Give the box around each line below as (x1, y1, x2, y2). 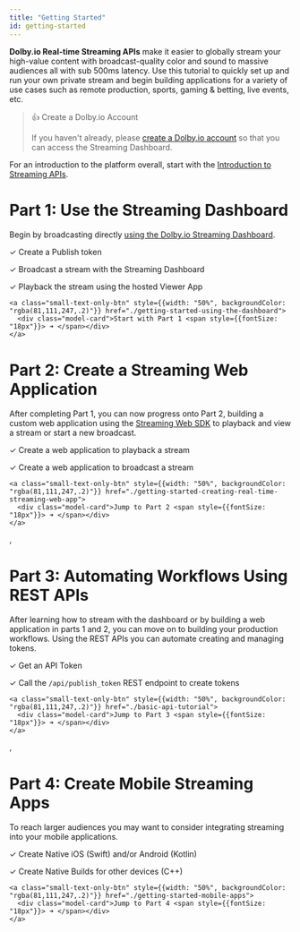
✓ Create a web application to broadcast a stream (9, 462, 194, 473)
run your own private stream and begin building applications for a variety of (9, 74, 288, 85)
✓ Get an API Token (9, 660, 82, 671)
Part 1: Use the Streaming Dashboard (9, 200, 289, 220)
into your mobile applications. (9, 832, 118, 842)
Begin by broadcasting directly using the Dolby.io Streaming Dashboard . (9, 229, 276, 240)
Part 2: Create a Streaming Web (9, 360, 249, 380)
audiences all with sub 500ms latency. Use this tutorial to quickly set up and (9, 64, 289, 76)
